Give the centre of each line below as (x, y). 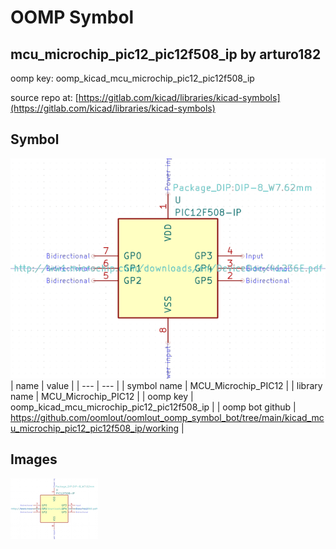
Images (34, 459)
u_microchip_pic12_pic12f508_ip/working (95, 428)
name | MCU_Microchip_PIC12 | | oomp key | (102, 396)
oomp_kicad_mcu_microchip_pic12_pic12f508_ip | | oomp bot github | (153, 407)
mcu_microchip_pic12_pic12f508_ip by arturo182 (166, 54)
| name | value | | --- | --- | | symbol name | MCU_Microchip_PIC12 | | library (166, 385)
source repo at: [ (44, 97)
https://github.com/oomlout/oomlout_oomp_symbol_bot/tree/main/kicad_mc (167, 417)
